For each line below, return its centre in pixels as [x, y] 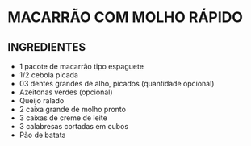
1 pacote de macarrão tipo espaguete [82, 66]
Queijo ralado [42, 100]
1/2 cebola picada [48, 75]
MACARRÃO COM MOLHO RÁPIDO [125, 17]
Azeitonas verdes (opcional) [66, 92]
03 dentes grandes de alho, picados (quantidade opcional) [117, 83]
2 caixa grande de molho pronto [73, 109]
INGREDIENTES [47, 47]
